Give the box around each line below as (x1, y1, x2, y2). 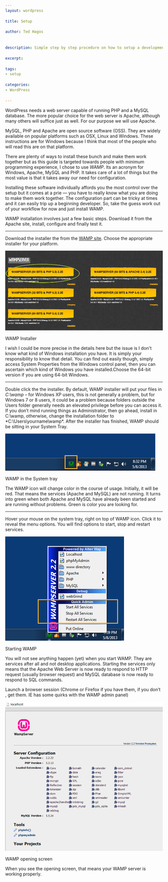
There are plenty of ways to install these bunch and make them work (5, 153, 146, 159)
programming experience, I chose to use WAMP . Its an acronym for (5, 164, 144, 170)
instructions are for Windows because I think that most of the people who (5, 138, 156, 144)
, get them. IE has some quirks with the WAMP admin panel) (5, 692, 128, 698)
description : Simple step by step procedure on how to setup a (5, 45, 140, 50)
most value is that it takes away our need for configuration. (5, 175, 126, 181)
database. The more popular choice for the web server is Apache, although (5, 112, 160, 118)
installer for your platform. (5, 240, 59, 246)
